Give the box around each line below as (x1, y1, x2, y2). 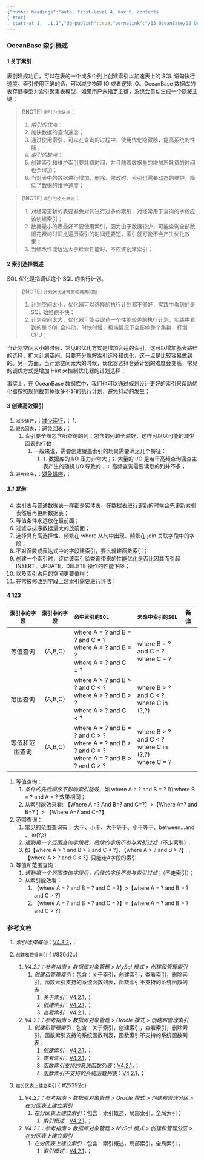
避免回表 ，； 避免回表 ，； (15, 425, 71, 432)
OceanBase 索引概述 (7, 41, 68, 50)
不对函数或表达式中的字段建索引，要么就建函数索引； (15, 547, 149, 554)
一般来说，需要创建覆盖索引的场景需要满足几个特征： (33, 447, 167, 454)
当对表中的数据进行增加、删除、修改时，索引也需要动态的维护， (30, 174, 190, 181)
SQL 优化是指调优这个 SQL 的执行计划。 (7, 275, 107, 282)
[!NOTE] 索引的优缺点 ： (21, 107, 76, 115)
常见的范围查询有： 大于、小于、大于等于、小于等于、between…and (24, 824, 195, 831)
